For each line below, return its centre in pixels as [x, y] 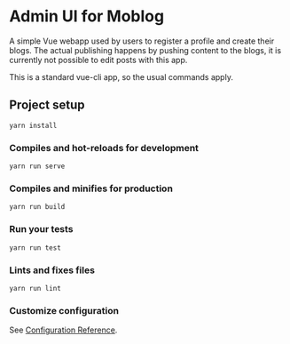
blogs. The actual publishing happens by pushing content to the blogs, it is [145, 50]
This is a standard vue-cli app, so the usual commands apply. [121, 76]
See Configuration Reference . [63, 330]
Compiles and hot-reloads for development [104, 148]
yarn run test [35, 248]
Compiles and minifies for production [91, 188]
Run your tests [41, 229]
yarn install [33, 125]
